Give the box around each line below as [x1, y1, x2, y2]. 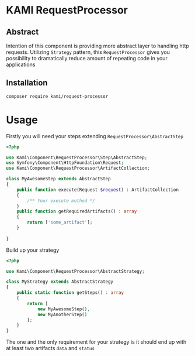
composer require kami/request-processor [6, 93, 109, 100]
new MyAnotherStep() [37, 311, 88, 317]
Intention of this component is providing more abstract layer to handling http [6, 42, 190, 49]
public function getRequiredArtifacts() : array [16, 208, 137, 214]
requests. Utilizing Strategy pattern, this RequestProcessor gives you [6, 49, 170, 56]
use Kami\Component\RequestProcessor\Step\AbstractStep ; [6, 155, 148, 160]
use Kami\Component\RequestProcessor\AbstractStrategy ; [6, 268, 145, 274]
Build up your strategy [6, 247, 60, 254]
